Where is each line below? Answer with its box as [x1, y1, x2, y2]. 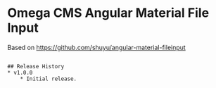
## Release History [7, 63, 65, 70]
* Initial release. [20, 75, 77, 82]
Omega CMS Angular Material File [7, 5, 210, 21]
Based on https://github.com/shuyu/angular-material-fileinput [7, 43, 186, 51]
